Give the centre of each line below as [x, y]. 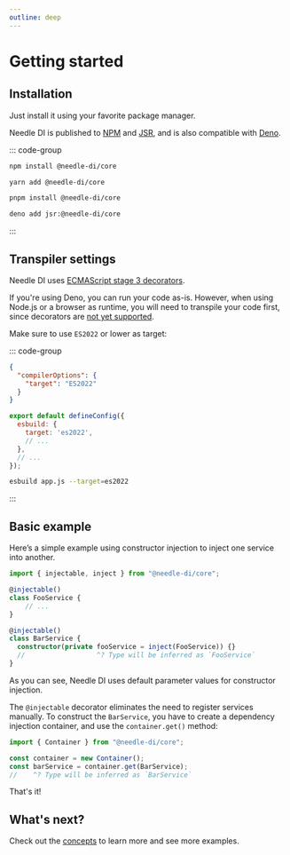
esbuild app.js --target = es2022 [69, 482]
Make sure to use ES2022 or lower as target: [88, 333]
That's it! [25, 792]
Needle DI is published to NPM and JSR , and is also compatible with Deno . [145, 132]
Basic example [50, 526]
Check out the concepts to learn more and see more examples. [124, 841]
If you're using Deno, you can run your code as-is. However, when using [141, 297]
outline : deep [35, 17]
